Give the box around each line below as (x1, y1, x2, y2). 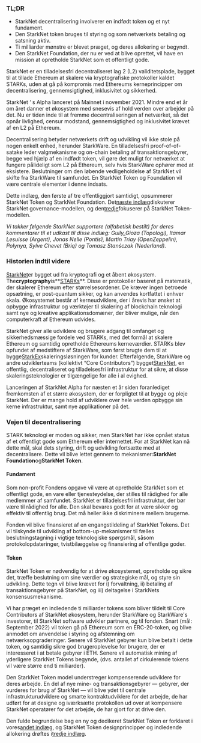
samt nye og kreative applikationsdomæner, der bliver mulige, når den (6, 309, 179, 316)
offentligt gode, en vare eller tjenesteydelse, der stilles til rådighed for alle (6, 491, 188, 498)
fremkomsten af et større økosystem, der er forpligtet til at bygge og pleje (6, 390, 188, 397)
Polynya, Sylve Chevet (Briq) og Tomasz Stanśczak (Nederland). (6, 242, 167, 249)
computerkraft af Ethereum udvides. (6, 316, 96, 323)
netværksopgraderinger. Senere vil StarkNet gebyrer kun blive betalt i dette (6, 637, 193, 644)
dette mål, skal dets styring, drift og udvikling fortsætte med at (6, 444, 161, 451)
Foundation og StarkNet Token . (6, 457, 83, 464)
